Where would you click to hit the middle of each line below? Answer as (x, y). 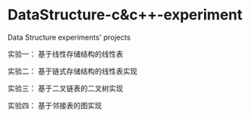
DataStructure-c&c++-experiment (125, 15)
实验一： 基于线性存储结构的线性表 (65, 53)
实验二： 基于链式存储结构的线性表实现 (72, 71)
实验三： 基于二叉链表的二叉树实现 (65, 88)
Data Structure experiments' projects (69, 37)
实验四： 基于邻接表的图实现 (55, 105)
